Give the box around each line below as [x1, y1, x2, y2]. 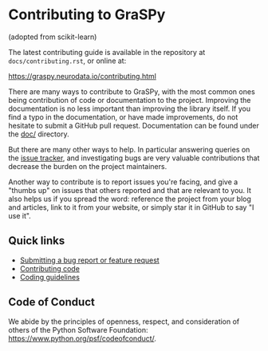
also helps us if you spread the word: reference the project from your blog [8, 194, 251, 203]
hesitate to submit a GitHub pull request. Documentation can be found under [8, 120, 259, 130]
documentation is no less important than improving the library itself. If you [8, 104, 251, 113]
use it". [8, 211, 32, 220]
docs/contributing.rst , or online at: [8, 56, 127, 65]
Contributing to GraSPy [8, 6, 166, 24]
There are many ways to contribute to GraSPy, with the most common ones [8, 86, 255, 97]
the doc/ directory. [8, 129, 69, 139]
